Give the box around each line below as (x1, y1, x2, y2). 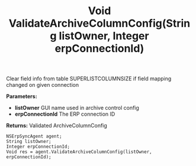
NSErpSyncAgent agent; (6, 134, 62, 139)
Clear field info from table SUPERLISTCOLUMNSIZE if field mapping (6, 75, 172, 82)
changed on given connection (6, 82, 79, 89)
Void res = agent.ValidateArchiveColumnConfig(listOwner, (6, 149, 152, 155)
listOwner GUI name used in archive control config (14, 105, 139, 112)
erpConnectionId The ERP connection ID (14, 110, 115, 118)
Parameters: (6, 93, 37, 100)
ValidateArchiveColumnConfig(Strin (8, 17, 191, 30)
